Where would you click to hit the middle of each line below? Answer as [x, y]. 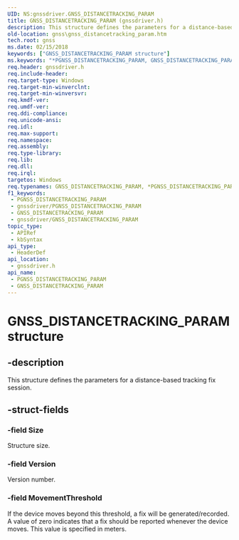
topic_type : [25, 226]
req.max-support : [33, 133]
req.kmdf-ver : [28, 101]
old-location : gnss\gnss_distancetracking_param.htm [87, 34]
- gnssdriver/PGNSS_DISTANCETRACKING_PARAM [76, 207]
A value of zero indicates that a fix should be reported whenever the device [118, 521]
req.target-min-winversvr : [47, 93]
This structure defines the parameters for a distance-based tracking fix [112, 379]
